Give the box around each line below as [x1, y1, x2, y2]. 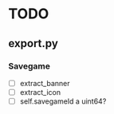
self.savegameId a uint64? [19, 96, 107, 106]
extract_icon [19, 87, 61, 96]
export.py [8, 37, 58, 50]
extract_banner [19, 78, 70, 88]
